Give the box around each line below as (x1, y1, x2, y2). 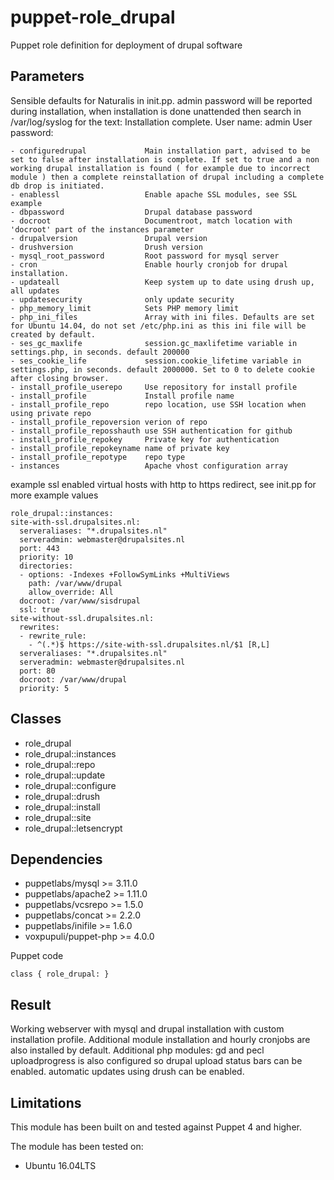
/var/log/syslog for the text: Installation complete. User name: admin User (10, 116, 313, 128)
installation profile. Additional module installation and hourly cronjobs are (10, 1034, 311, 1046)
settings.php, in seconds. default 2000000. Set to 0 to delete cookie (10, 364, 315, 375)
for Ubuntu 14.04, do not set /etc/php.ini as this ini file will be (10, 321, 307, 331)
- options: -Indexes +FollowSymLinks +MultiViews (19, 569, 230, 580)
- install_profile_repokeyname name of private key (10, 443, 230, 453)
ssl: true (19, 604, 60, 615)
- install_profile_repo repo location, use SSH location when (10, 399, 307, 410)
